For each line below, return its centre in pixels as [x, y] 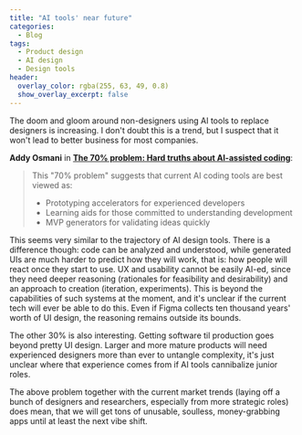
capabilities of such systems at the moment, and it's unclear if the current [148, 298]
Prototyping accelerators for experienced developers [145, 203]
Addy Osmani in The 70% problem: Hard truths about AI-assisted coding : [151, 157]
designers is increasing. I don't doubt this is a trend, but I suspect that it [144, 130]
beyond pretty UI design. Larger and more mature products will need [138, 345]
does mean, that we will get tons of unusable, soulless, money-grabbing [145, 411]
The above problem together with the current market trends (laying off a [145, 392]
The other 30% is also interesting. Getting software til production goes [142, 335]
